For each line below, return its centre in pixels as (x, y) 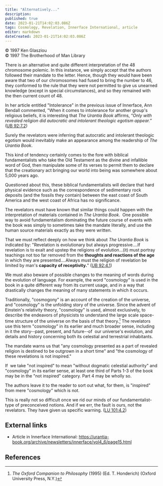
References (23, 457)
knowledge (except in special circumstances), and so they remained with (78, 91)
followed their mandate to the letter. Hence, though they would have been (79, 75)
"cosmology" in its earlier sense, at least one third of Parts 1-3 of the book (79, 371)
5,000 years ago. (22, 175)
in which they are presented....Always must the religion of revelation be (76, 260)
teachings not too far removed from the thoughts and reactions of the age (80, 255)
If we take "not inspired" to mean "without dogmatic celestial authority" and (81, 365)
